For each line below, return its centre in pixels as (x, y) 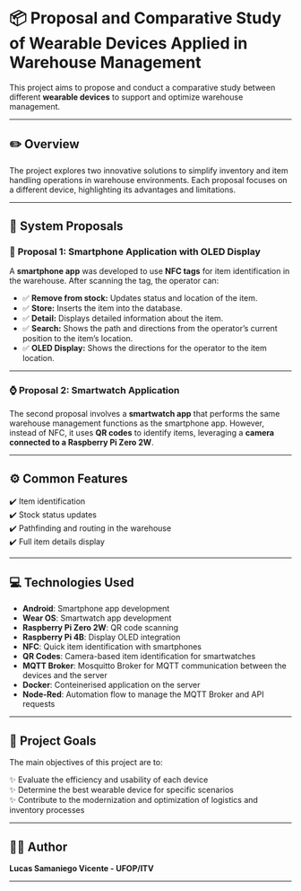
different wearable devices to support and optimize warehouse (126, 97)
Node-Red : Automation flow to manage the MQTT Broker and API (143, 694)
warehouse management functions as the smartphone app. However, (137, 423)
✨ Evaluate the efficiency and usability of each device (109, 780)
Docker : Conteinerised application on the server (111, 685)
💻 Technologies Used (72, 582)
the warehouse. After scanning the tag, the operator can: (114, 281)
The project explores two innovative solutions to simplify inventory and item (149, 170)
